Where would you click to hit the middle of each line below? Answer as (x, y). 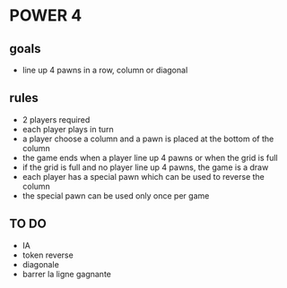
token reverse (48, 255)
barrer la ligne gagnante (67, 274)
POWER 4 (46, 16)
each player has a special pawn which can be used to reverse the (143, 176)
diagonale (41, 264)
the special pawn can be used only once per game (116, 195)
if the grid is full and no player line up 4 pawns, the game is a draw (145, 167)
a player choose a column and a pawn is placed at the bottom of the (148, 139)
